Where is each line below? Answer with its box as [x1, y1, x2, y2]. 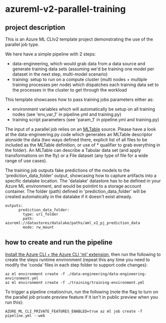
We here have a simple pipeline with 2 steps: [5, 51, 96, 57]
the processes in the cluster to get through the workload [12, 87, 127, 92]
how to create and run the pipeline [5, 238, 113, 247]
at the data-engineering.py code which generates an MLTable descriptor [5, 132, 153, 137]
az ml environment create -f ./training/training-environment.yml [5, 280, 145, 285]
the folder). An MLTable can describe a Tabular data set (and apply [5, 147, 141, 153]
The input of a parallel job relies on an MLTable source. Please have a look [5, 126, 156, 132]
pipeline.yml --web [5, 313, 45, 318]
